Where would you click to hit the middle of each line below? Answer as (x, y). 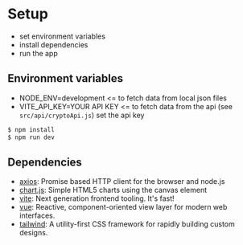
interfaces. (37, 216)
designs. (33, 233)
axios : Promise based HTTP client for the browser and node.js (122, 182)
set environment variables (62, 36)
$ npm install (31, 129)
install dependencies (54, 44)
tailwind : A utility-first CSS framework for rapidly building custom (127, 224)
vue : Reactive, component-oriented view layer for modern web (123, 207)
